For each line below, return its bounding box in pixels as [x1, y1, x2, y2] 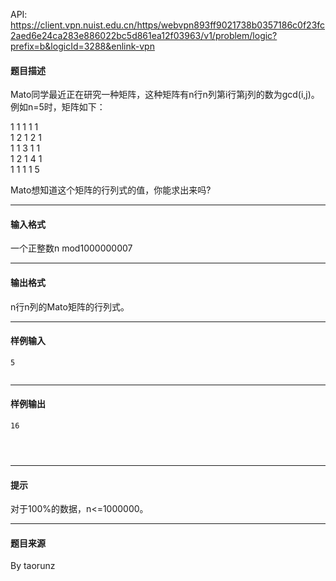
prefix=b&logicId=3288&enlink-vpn [10, 40, 155, 52]
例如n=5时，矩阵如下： [10, 101, 106, 113]
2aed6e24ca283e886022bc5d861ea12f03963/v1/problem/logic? [10, 30, 278, 41]
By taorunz [10, 560, 56, 572]
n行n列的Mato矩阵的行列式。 [10, 300, 130, 313]
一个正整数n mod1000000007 [10, 242, 133, 254]
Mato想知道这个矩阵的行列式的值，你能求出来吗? [10, 184, 212, 196]
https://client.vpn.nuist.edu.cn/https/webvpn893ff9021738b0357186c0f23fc [10, 19, 326, 31]
